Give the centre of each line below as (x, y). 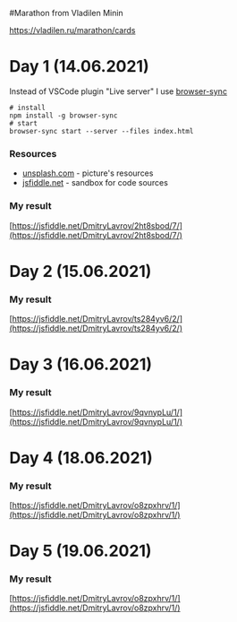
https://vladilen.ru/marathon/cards (72, 30)
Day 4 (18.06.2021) (81, 458)
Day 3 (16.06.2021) (81, 364)
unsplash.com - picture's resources (88, 173)
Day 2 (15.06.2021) (80, 271)
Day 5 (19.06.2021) (80, 551)
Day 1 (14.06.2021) (79, 67)
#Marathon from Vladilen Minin (66, 13)
